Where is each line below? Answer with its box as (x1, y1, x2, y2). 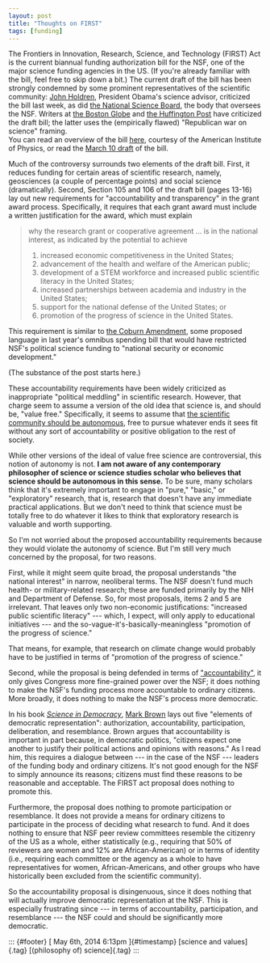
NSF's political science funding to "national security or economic (8, 344, 224, 353)
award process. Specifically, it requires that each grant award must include (8, 202, 257, 212)
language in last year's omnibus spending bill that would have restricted (8, 335, 247, 344)
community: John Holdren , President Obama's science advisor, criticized (8, 92, 251, 102)
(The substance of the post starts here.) (8, 368, 141, 378)
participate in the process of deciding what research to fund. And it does (8, 820, 250, 830)
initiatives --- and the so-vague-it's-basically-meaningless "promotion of (8, 619, 251, 629)
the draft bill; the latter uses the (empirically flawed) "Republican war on (8, 118, 247, 128)
